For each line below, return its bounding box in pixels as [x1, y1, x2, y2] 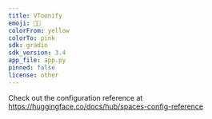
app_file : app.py [8, 57, 66, 65]
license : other [8, 71, 59, 79]
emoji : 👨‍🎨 [8, 19, 42, 27]
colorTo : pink [8, 34, 56, 42]
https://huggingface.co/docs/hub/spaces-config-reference [8, 101, 204, 111]
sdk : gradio [8, 42, 48, 50]
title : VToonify [8, 11, 62, 20]
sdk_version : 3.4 [8, 49, 66, 57]
